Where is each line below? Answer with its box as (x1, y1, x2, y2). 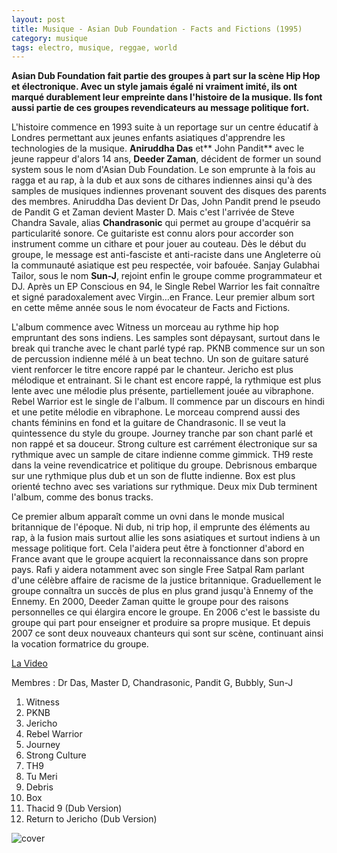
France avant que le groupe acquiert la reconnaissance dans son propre (11, 553, 309, 565)
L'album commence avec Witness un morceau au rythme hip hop (11, 321, 279, 333)
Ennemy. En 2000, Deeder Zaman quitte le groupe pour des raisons (11, 596, 289, 608)
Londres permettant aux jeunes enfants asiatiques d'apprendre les (11, 132, 286, 144)
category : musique (11, 33, 88, 43)
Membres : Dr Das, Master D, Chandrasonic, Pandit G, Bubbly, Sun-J (11, 677, 294, 689)
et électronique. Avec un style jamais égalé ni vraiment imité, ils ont (11, 81, 298, 93)
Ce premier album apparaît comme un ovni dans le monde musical (11, 511, 285, 523)
